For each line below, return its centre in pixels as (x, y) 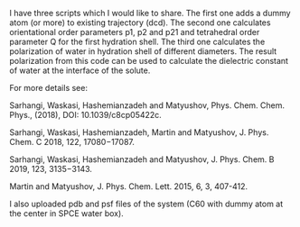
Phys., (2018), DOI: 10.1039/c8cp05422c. (86, 115)
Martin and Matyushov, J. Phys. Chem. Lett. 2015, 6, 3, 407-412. (129, 186)
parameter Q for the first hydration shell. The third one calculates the (137, 41)
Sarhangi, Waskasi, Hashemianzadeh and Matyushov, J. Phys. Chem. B (142, 159)
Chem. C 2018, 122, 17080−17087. (72, 142)
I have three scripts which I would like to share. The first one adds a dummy (150, 13)
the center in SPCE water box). (66, 213)
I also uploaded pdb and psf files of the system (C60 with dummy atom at (146, 204)
